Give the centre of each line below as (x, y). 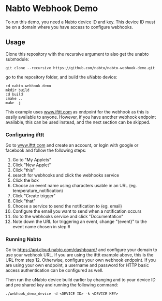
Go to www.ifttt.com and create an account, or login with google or (72, 145)
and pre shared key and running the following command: (62, 285)
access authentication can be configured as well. (54, 270)
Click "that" (24, 201)
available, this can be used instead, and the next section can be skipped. (78, 122)
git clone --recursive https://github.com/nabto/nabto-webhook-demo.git (80, 68)
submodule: (17, 59)
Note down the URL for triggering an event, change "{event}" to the (80, 222)
